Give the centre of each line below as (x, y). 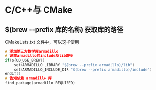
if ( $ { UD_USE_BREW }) (25, 60)
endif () (13, 74)
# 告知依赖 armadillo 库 (29, 78)
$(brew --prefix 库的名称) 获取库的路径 (64, 29)
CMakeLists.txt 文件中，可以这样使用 (42, 42)
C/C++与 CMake (39, 10)
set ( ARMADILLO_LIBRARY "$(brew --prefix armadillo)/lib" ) (74, 65)
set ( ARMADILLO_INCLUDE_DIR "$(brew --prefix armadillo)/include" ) (83, 69)
